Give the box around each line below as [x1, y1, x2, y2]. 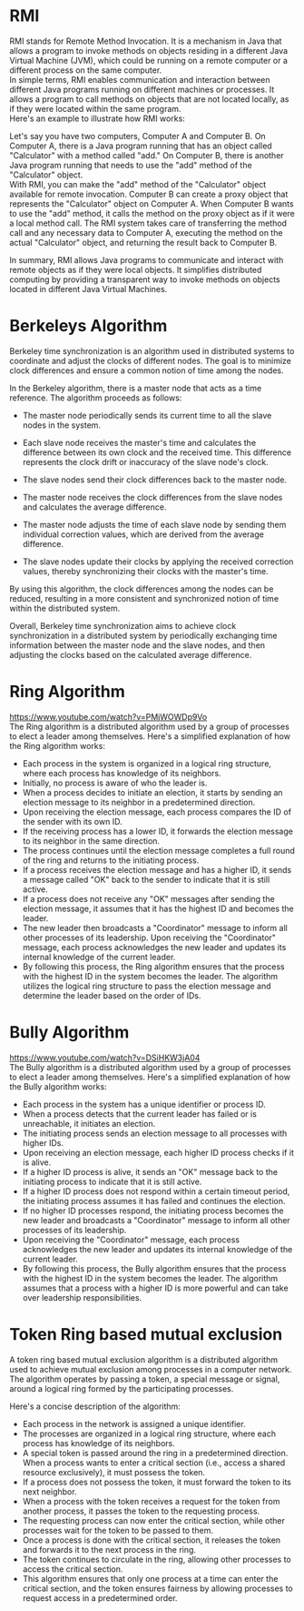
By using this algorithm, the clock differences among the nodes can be [9, 583, 274, 594]
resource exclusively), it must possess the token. [22, 1466, 206, 1477]
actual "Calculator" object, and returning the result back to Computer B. [9, 237, 278, 248]
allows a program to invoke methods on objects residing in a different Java [9, 45, 289, 56]
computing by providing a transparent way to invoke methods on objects [9, 274, 280, 285]
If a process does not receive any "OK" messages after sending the [22, 893, 275, 904]
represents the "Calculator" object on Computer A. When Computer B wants [9, 198, 294, 209]
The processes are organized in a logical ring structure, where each [22, 1428, 277, 1439]
